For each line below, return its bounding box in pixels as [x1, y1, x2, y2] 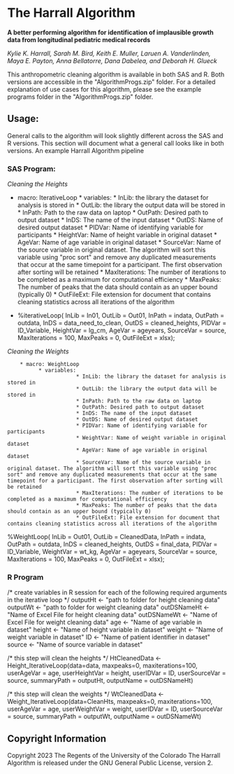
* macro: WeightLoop [20, 361, 80, 368]
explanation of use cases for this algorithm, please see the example [7, 85, 202, 93]
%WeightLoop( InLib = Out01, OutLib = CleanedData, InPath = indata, [7, 533, 206, 541]
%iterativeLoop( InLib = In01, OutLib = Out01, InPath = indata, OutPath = [17, 311, 225, 320]
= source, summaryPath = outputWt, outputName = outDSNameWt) [7, 712, 202, 721]
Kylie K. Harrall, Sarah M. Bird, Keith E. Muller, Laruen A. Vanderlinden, [7, 49, 211, 57]
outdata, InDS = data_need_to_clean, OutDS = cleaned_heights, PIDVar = [17, 319, 227, 327]
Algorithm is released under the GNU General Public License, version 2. [7, 759, 213, 767]
